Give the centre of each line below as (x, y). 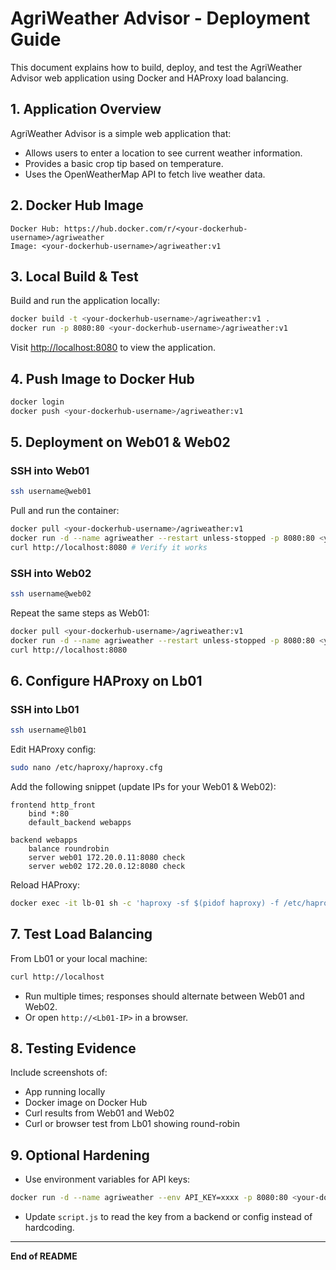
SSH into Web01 (50, 470)
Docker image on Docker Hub (86, 1103)
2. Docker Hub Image (77, 205)
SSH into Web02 (51, 573)
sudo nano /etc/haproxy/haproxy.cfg (86, 768)
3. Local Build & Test (74, 276)
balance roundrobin (69, 849)
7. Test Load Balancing (81, 934)
